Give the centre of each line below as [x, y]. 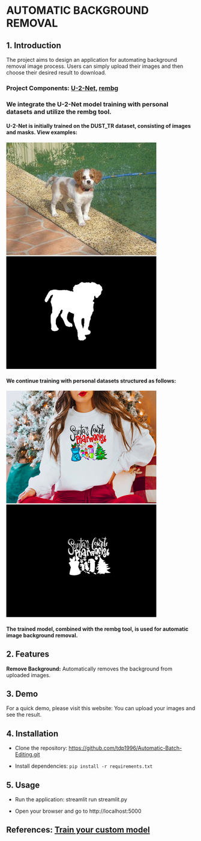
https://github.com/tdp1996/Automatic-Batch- [125, 748]
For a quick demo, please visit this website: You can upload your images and [101, 708]
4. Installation [32, 733]
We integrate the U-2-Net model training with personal [88, 104]
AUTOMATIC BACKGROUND [77, 11]
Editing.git [27, 754]
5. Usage [23, 785]
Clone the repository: [41, 748]
